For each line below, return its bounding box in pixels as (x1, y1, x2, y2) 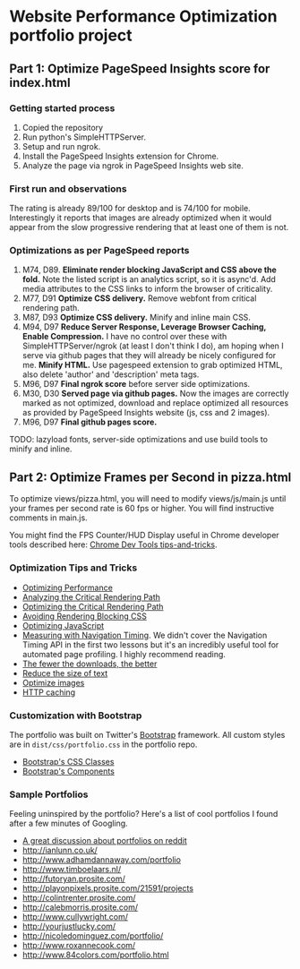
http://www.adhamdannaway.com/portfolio (21, 854, 182, 865)
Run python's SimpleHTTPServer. (21, 132, 146, 142)
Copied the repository (21, 122, 104, 133)
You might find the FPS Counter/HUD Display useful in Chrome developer (9, 530, 279, 541)
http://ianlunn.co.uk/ (21, 845, 99, 856)
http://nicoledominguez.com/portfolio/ (21, 930, 164, 941)
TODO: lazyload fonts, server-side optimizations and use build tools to (9, 434, 269, 445)
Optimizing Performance (21, 582, 114, 593)
